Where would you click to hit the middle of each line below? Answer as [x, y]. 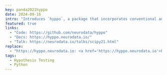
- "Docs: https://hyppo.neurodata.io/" [51, 37]
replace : [14, 46]
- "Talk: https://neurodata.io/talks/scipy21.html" [64, 42]
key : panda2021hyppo [27, 10]
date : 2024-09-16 [23, 14]
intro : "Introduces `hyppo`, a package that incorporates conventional [81, 19]
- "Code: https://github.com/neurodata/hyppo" [59, 33]
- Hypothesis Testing [32, 60]
